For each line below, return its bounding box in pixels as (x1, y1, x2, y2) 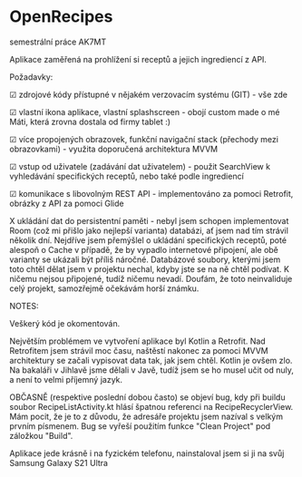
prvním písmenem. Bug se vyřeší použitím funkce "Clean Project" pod (9, 420, 271, 432)
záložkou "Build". (9, 430, 73, 441)
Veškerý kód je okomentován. (9, 317, 121, 328)
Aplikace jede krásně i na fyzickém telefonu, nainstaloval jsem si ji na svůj (9, 447, 285, 459)
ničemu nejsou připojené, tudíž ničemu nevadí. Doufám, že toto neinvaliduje (9, 273, 293, 284)
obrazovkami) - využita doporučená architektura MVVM (9, 143, 219, 154)
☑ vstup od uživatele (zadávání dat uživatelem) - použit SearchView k (9, 161, 270, 171)
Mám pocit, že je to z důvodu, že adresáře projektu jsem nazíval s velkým (9, 411, 284, 422)
